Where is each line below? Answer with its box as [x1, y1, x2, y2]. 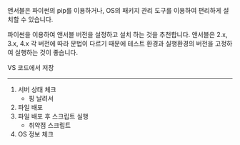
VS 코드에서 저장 [7, 64, 54, 71]
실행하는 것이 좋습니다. [14, 49, 79, 56]
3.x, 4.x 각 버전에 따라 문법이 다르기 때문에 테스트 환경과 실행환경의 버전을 [7, 39, 214, 48]
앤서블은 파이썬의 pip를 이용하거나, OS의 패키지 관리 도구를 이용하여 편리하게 [7, 6, 221, 14]
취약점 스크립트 [28, 121, 71, 129]
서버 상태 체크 [17, 85, 56, 94]
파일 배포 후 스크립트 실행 [17, 112, 89, 120]
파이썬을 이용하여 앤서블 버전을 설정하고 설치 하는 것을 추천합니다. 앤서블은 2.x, [7, 31, 228, 39]
